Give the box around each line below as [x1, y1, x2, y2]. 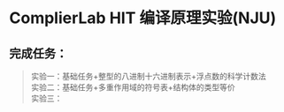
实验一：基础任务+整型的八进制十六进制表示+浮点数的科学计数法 [30, 71, 267, 81]
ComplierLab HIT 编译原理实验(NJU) [9, 8, 277, 28]
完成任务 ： [9, 46, 68, 61]
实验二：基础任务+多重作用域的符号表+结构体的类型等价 [30, 82, 236, 93]
